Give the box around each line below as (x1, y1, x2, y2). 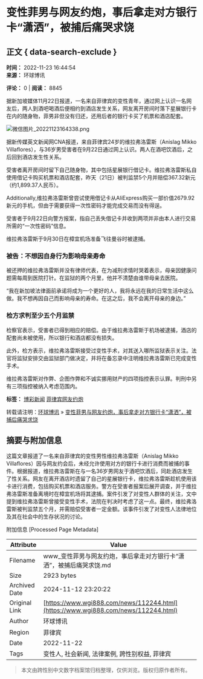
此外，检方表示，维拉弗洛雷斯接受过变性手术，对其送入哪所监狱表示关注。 (6, 347, 192, 354)
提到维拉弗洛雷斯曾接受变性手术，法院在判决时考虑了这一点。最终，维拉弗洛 (6, 498, 197, 505)
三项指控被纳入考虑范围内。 (11, 383, 80, 390)
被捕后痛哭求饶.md (57, 561, 111, 570)
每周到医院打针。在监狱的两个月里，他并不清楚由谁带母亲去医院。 (16, 274, 181, 282)
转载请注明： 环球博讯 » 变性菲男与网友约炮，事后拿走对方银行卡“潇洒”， (6, 408, 187, 415)
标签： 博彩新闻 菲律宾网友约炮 (6, 395, 83, 403)
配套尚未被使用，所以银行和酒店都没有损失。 (6, 334, 118, 341)
